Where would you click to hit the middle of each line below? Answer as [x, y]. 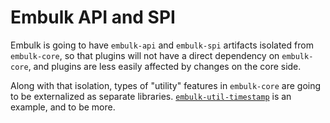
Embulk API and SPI [93, 17]
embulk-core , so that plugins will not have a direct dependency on [145, 55]
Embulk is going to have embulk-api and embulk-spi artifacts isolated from [162, 45]
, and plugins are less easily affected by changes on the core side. [165, 66]
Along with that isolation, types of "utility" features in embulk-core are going [166, 85]
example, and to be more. [63, 107]
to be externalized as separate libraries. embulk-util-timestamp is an [151, 96]
